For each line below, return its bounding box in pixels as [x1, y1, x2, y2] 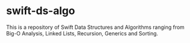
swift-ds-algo [6, 4, 75, 18]
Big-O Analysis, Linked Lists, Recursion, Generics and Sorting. [6, 29, 159, 37]
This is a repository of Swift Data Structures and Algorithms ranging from [6, 24, 185, 31]
